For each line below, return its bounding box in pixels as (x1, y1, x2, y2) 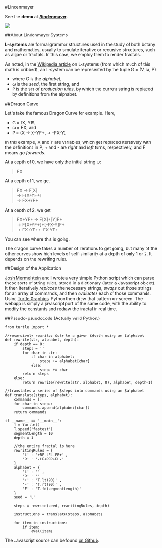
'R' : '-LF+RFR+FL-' (22, 457, 64, 461)
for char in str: (22, 350, 57, 355)
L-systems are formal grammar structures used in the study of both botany (5, 41, 156, 47)
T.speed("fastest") (14, 427, 53, 432)
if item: (22, 525, 40, 530)
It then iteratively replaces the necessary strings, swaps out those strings (5, 285, 152, 291)
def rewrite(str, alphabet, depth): (5, 337, 79, 342)
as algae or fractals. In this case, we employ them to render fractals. (5, 52, 141, 57)
